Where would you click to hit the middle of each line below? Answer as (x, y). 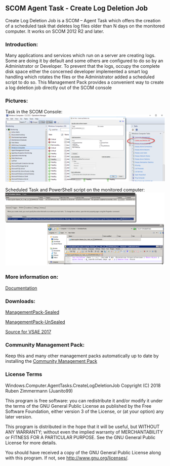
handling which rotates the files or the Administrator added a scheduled (80, 77)
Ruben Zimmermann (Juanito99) (39, 391)
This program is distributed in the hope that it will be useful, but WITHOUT (82, 427)
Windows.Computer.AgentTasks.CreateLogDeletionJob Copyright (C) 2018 (83, 385)
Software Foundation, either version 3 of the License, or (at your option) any (84, 411)
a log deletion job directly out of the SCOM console (59, 88)
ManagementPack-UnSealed (35, 322)
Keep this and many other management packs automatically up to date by (82, 356)
